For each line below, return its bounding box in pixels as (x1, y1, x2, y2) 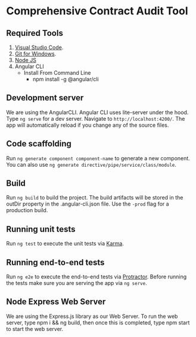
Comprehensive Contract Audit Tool (6, 4, 188, 18)
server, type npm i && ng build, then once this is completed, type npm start (6, 318, 190, 326)
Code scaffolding (6, 139, 71, 149)
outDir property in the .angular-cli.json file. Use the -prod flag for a (6, 200, 169, 207)
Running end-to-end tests (6, 257, 105, 267)
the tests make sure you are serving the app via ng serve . (6, 280, 147, 287)
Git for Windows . (14, 50, 57, 57)
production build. (6, 207, 48, 214)
